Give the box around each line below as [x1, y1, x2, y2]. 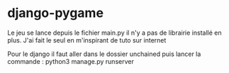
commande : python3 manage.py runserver [7, 57, 135, 65]
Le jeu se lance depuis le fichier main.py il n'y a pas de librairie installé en [7, 28, 222, 37]
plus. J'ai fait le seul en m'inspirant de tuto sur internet [7, 35, 167, 44]
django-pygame [7, 5, 104, 21]
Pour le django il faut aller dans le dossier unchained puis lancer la [7, 50, 201, 58]
